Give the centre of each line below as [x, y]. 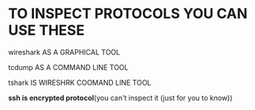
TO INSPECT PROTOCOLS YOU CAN [128, 14]
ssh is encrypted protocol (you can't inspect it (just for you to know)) [120, 97]
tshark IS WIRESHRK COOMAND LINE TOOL [80, 82]
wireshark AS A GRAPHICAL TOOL [64, 52]
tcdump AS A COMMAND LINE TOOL [68, 67]
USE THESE [47, 30]
